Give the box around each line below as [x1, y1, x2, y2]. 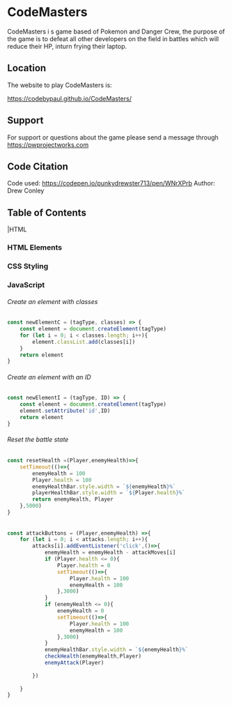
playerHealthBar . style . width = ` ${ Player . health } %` [32, 490, 186, 496]
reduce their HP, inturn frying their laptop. [7, 42, 127, 50]
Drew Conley [7, 186, 45, 195]
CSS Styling [7, 261, 49, 271]
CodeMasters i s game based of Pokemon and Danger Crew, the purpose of [7, 27, 225, 36]
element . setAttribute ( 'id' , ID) [20, 407, 111, 415]
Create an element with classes [7, 297, 98, 305]
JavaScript [7, 280, 45, 289]
